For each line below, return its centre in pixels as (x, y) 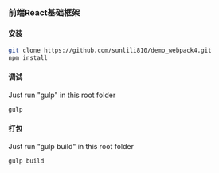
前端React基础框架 (44, 12)
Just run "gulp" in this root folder (62, 95)
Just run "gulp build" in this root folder (71, 147)
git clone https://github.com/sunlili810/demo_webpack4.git (110, 51)
